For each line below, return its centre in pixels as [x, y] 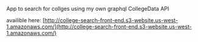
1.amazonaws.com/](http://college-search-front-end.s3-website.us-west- [99, 27]
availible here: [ [26, 20]
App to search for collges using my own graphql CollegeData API [88, 9]
